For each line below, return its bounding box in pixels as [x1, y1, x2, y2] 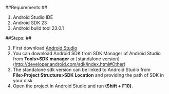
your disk [12, 78, 33, 83]
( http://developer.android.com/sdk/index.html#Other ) [12, 61, 126, 67]
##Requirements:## [5, 5, 48, 10]
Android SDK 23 [12, 20, 47, 26]
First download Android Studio [12, 45, 78, 51]
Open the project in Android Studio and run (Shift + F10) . [12, 83, 133, 89]
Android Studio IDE [12, 14, 53, 20]
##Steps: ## [5, 35, 32, 41]
